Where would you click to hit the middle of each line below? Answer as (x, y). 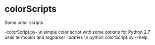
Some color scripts (24, 22)
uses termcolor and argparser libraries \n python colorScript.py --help (76, 37)
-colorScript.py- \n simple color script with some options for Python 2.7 (77, 32)
